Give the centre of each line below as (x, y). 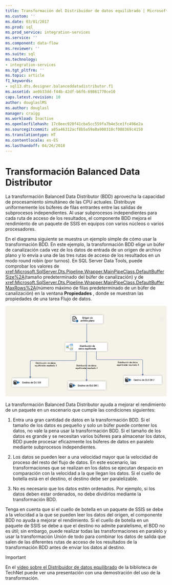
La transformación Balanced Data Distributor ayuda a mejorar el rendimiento (86, 404)
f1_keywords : (19, 81)
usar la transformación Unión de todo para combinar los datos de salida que (85, 536)
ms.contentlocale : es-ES (32, 140)
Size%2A (15, 277)
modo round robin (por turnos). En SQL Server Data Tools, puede (74, 261)
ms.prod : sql (19, 27)
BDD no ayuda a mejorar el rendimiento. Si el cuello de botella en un (77, 520)
